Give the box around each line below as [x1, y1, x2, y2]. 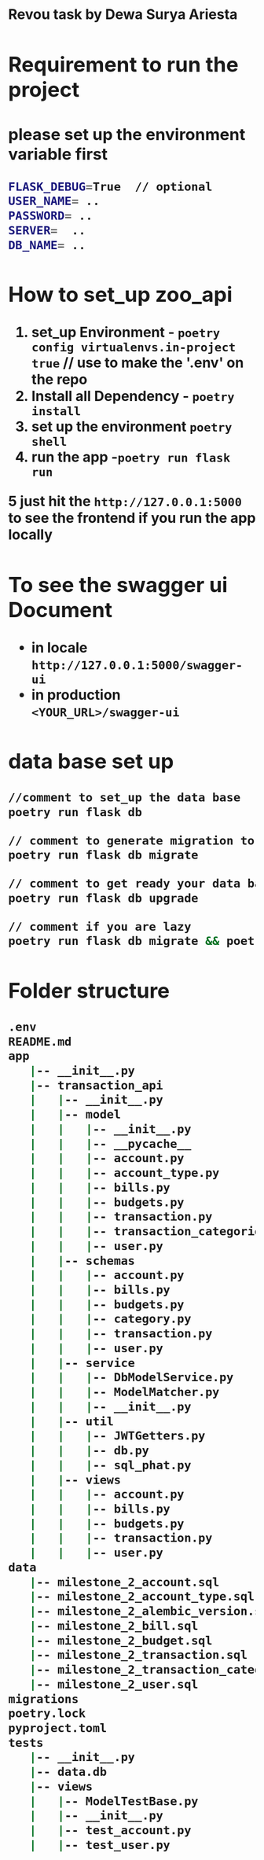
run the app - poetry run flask [31, 448, 231, 465]
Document [8, 596, 112, 623]
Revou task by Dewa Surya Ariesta [8, 6, 238, 24]
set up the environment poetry [31, 417, 233, 436]
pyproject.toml [8, 1721, 108, 1736]
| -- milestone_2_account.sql [28, 1575, 220, 1590]
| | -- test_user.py [28, 1837, 170, 1852]
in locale [31, 638, 88, 656]
